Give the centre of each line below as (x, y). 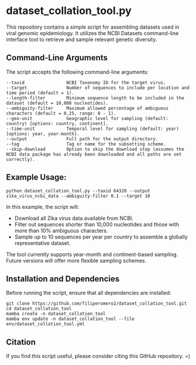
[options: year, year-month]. (43, 134)
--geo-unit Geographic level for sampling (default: (87, 118)
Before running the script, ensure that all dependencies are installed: (89, 293)
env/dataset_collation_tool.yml (45, 324)
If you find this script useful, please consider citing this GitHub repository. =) (98, 356)
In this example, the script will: (43, 206)
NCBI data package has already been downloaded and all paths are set (94, 154)
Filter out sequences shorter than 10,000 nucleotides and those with (97, 224)
